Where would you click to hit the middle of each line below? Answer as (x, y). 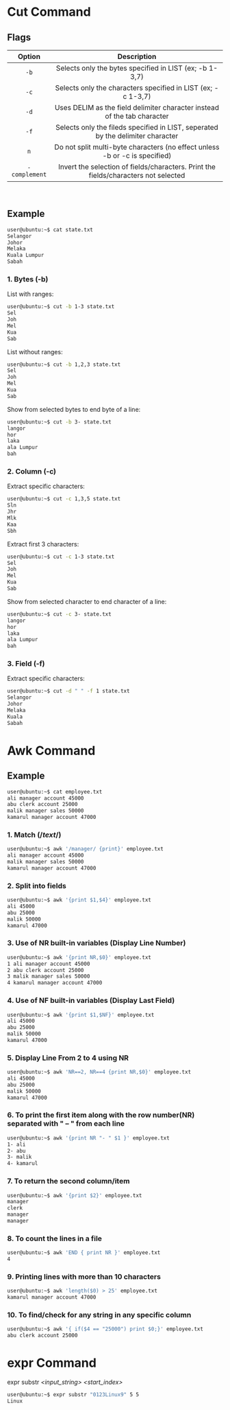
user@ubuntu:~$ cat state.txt (50, 230)
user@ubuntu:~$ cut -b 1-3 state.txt (61, 307)
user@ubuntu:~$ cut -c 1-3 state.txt (61, 557)
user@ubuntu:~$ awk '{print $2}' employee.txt (75, 1195)
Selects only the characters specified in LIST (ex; (134, 88)
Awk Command (51, 751)
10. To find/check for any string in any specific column (99, 1315)
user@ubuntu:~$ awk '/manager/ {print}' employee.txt (86, 849)
